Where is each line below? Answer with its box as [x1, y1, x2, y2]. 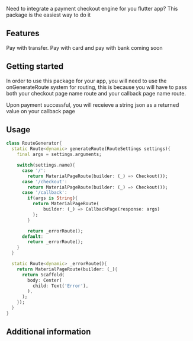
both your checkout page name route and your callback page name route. [6, 90, 186, 97]
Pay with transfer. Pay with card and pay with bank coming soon [6, 44, 163, 51]
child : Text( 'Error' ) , [32, 283, 89, 289]
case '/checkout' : [21, 179, 67, 184]
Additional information [6, 327, 91, 337]
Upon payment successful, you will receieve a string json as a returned [6, 101, 179, 109]
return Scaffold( [21, 272, 65, 278]
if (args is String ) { [27, 195, 78, 201]
